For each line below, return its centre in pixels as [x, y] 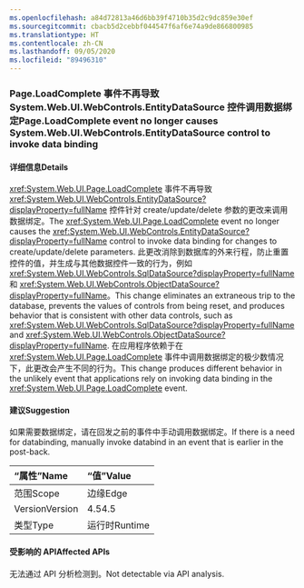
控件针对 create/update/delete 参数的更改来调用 [198, 210]
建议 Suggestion [39, 410]
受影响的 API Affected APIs [60, 552]
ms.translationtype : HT [54, 35]
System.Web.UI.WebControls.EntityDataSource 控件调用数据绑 [151, 107]
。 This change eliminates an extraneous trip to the [201, 295]
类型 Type [34, 525]
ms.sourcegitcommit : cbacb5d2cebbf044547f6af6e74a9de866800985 [132, 26]
